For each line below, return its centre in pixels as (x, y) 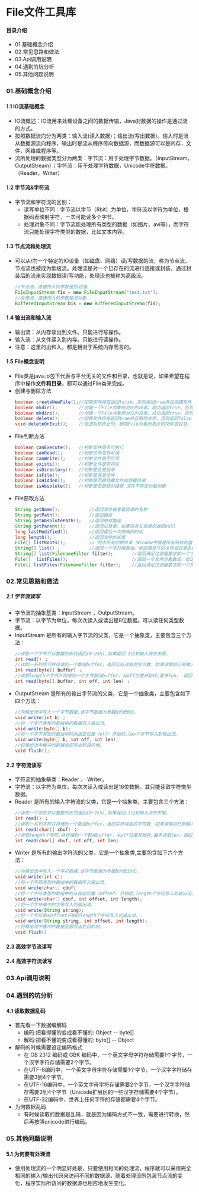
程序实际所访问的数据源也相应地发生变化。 (77, 1183)
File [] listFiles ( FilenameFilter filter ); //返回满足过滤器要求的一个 (102, 565)
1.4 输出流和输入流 (29, 318)
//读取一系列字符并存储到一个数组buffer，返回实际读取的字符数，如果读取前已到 (100, 824)
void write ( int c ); (39, 877)
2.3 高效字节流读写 (29, 946)
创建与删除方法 (33, 391)
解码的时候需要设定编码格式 (49, 1047)
